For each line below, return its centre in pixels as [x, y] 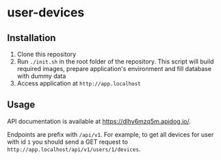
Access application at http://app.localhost [79, 83]
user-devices [46, 13]
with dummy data [41, 76]
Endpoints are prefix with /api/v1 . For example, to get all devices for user [110, 134]
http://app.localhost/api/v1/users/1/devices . [74, 149]
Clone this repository [47, 54]
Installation [31, 38]
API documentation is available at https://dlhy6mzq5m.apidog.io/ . [99, 121]
